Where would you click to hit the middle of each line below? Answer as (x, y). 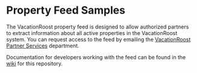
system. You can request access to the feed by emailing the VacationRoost (99, 39)
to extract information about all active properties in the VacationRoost (92, 33)
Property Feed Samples (66, 10)
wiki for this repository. (34, 64)
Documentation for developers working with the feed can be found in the (96, 57)
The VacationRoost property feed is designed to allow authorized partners (98, 27)
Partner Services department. (43, 46)
